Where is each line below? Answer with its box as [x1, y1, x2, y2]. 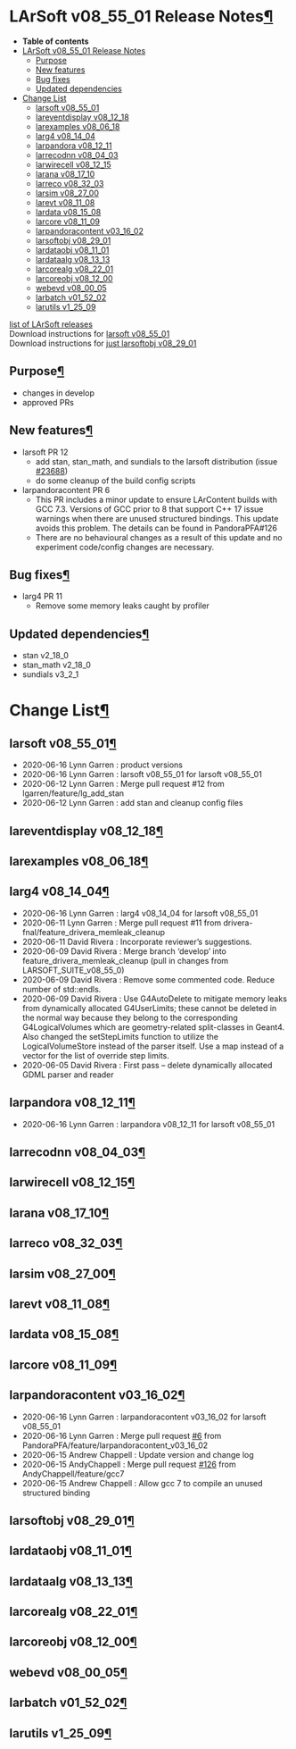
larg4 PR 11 [21, 591, 62, 602]
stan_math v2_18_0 [21, 659, 91, 671]
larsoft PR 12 [21, 447, 69, 457]
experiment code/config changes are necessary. [35, 541, 215, 552]
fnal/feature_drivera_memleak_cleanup [21, 926, 166, 937]
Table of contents [21, 36, 89, 46]
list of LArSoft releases [9, 319, 94, 330]
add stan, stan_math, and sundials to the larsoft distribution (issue [35, 456, 278, 466]
